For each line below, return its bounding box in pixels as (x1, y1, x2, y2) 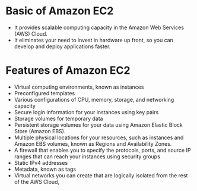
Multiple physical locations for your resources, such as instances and (14, 134, 184, 141)
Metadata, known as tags (14, 165, 77, 173)
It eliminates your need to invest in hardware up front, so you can (14, 36, 173, 43)
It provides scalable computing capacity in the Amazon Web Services (14, 24, 185, 31)
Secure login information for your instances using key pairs (14, 108, 159, 115)
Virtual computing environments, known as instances (14, 83, 144, 90)
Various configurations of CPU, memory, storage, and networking (14, 96, 174, 103)
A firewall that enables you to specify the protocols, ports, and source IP (14, 146, 191, 154)
